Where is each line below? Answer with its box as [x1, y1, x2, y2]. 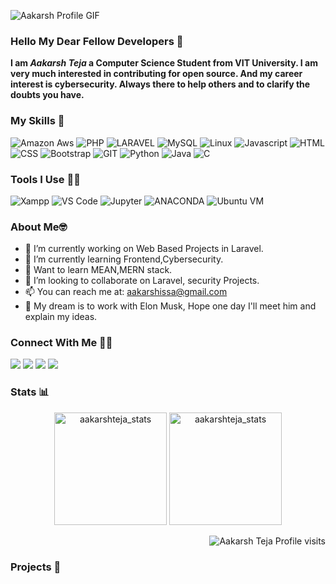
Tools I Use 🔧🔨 [10, 172, 81, 186]
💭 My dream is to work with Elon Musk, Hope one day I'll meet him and [24, 300, 317, 312]
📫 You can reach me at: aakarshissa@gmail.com [24, 286, 228, 298]
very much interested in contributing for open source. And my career [10, 68, 303, 80]
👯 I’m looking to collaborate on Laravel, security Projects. [24, 275, 260, 287]
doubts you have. [10, 89, 85, 101]
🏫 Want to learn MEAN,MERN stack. [24, 264, 173, 276]
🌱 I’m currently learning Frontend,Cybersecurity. [24, 253, 224, 265]
